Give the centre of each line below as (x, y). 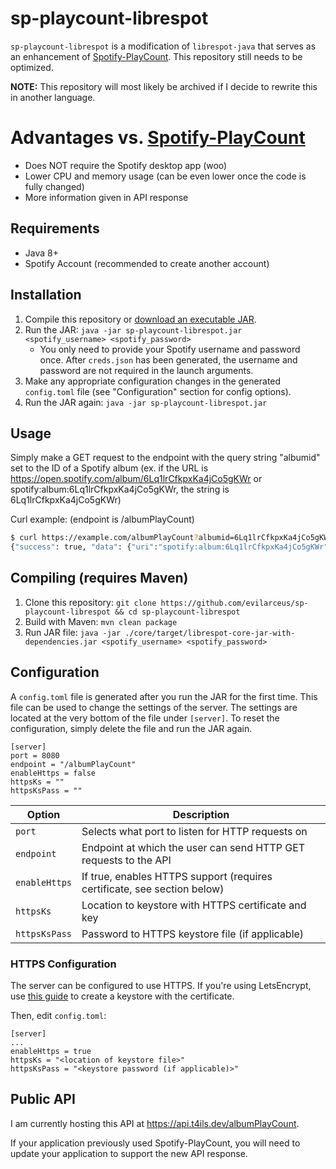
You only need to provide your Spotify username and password (170, 349)
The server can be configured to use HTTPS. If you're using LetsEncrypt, (161, 985)
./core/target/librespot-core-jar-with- (210, 633)
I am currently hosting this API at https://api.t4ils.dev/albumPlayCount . (155, 1123)
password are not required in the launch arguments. (146, 370)
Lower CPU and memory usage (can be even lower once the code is (165, 176)
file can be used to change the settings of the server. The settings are (154, 707)
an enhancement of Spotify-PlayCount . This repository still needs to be (156, 56)
